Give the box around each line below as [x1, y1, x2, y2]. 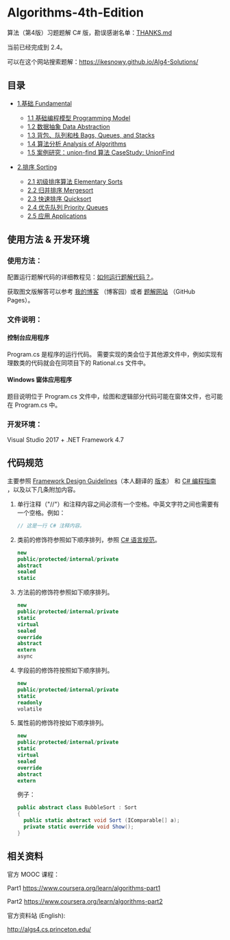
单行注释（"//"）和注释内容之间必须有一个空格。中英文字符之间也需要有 [16, 500, 219, 508]
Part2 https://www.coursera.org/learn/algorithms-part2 [7, 897, 163, 905]
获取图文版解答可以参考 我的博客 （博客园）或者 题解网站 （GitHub [7, 287, 196, 296]
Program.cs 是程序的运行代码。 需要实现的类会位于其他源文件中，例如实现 [7, 350, 217, 358]
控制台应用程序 [7, 333, 49, 342]
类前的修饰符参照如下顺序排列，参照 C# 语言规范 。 [16, 535, 161, 544]
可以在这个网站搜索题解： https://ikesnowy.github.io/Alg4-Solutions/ [7, 57, 199, 66]
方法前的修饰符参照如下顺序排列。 [16, 588, 114, 596]
